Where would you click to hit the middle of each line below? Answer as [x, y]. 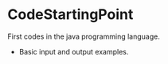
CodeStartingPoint [70, 15]
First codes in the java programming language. [84, 36]
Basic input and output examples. [74, 51]
